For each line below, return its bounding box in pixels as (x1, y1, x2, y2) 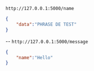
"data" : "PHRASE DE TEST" (16, 21, 77, 27)
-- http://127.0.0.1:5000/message (5, 37, 89, 44)
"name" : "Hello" (16, 54, 53, 60)
